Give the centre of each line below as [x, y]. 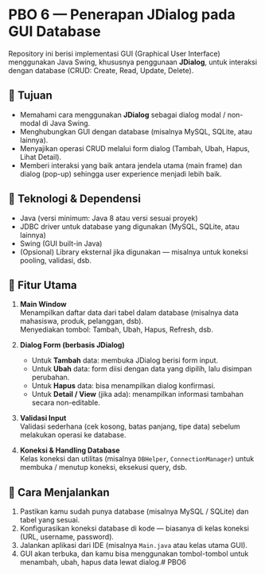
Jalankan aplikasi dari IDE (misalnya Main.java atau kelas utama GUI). [134, 546]
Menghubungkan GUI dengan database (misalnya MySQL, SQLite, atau [136, 131]
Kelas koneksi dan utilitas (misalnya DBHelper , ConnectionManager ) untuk [137, 459]
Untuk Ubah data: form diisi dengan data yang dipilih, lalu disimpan [142, 369]
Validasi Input [43, 418]
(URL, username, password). [66, 537]
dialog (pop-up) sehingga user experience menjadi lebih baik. [121, 173]
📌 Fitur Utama [43, 285]
